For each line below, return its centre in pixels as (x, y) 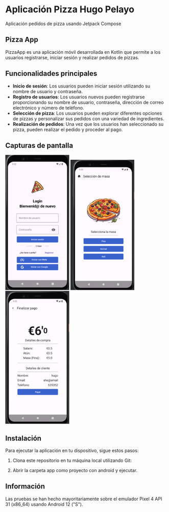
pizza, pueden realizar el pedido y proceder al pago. (68, 130)
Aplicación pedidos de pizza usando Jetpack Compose (63, 24)
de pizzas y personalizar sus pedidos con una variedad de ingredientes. (88, 118)
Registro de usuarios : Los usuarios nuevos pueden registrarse (79, 97)
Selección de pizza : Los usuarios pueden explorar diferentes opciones (87, 113)
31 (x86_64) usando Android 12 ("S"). (44, 504)
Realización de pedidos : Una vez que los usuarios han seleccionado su (88, 124)
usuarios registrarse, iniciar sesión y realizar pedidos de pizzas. (72, 57)
